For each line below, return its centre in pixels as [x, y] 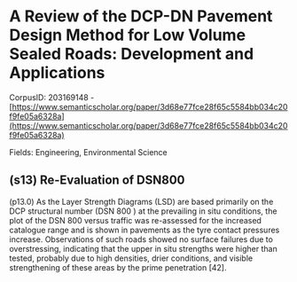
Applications [57, 73]
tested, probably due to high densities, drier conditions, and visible [131, 258]
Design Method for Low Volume [128, 35]
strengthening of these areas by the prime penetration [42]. [118, 267]
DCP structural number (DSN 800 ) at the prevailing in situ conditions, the [143, 211]
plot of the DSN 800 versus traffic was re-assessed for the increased [135, 220]
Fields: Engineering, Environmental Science [88, 152]
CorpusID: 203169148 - [52, 97]
